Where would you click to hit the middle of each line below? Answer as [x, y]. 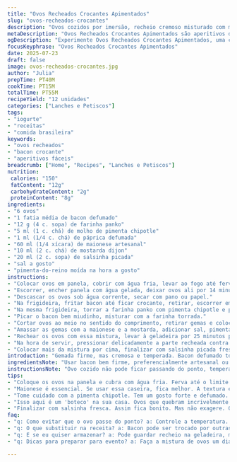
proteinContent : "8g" [42, 198]
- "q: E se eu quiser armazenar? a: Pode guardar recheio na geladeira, [116, 435]
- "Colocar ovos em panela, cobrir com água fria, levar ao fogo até [112, 284]
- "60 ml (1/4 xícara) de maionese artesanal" [77, 244]
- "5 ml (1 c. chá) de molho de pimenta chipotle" [83, 231]
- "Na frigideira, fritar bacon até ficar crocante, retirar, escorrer [115, 304]
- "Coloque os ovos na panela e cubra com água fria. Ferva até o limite [118, 382]
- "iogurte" [25, 119]
